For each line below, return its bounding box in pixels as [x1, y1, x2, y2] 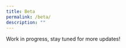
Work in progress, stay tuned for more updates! [6, 36, 121, 43]
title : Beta [6, 8, 35, 15]
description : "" [6, 19, 46, 25]
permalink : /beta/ [6, 14, 51, 20]
